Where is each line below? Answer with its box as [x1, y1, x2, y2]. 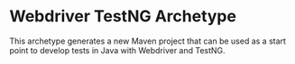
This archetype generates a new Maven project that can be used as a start [9, 36, 287, 46]
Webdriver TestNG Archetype [9, 6, 237, 27]
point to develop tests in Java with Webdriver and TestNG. [9, 44, 226, 55]
